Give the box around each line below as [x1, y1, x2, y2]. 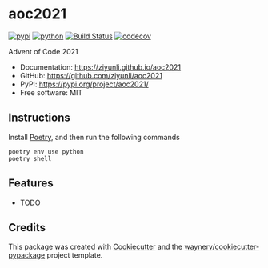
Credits [8, 221, 46, 234]
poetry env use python [8, 147, 84, 156]
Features [8, 177, 54, 190]
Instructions [8, 111, 70, 125]
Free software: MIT [19, 87, 83, 97]
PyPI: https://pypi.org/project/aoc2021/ [19, 79, 150, 89]
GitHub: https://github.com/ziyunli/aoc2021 [19, 70, 162, 80]
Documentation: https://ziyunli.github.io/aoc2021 [19, 62, 182, 72]
